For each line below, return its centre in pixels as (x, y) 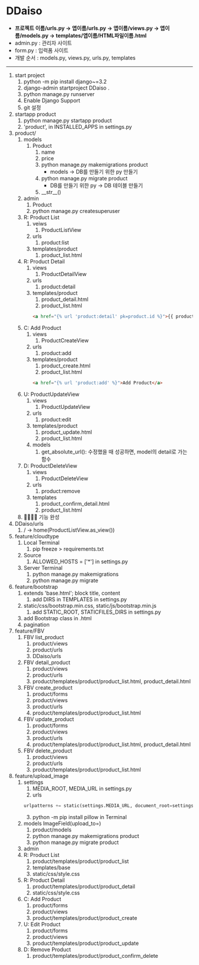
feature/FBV (29, 631)
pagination (36, 624)
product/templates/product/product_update (86, 943)
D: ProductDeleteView (50, 466)
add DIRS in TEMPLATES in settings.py (80, 599)
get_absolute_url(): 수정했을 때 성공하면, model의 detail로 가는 (114, 452)
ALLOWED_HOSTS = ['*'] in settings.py (80, 561)
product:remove (61, 491)
